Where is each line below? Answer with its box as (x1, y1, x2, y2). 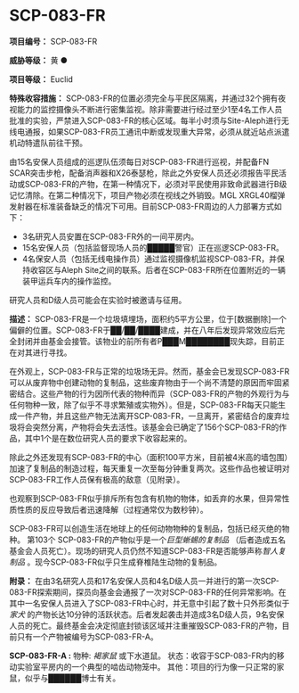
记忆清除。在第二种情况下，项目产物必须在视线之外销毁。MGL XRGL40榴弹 (9, 189, 286, 201)
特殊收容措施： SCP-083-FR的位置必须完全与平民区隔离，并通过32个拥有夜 (9, 93, 287, 103)
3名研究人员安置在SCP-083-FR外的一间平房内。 (21, 231, 199, 242)
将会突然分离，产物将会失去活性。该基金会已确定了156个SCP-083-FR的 (16, 421, 279, 433)
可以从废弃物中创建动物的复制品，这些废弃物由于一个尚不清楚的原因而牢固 (9, 376, 282, 388)
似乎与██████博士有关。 (24, 672, 121, 683)
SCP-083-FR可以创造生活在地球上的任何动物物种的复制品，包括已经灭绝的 (9, 523, 282, 533)
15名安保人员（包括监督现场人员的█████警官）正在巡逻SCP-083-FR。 (21, 242, 285, 252)
